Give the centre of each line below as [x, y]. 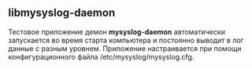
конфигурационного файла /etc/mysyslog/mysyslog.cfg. [101, 56]
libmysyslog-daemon [62, 13]
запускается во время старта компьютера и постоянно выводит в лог [126, 40]
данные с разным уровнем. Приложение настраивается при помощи [125, 48]
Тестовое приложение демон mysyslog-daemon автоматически [117, 31]
